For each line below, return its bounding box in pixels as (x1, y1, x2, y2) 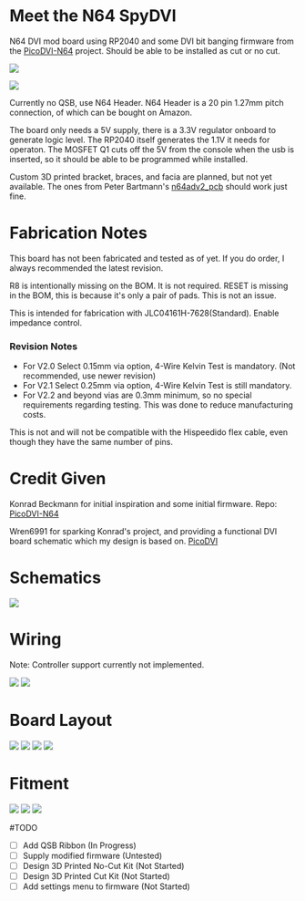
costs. (22, 409, 46, 420)
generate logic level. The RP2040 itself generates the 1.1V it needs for (9, 134, 270, 145)
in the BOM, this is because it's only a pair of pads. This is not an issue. (9, 289, 277, 301)
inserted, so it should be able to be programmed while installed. (9, 153, 249, 164)
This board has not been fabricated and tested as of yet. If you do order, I (9, 253, 285, 264)
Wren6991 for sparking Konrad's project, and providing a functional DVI (9, 526, 278, 537)
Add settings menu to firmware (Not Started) (22, 881, 191, 892)
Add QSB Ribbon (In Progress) (22, 840, 137, 851)
